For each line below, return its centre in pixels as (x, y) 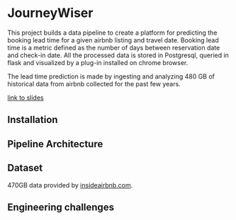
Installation (33, 120)
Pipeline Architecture (55, 144)
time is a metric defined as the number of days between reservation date (114, 47)
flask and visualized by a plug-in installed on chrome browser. (98, 62)
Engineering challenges (61, 207)
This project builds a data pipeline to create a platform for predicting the (112, 33)
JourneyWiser (50, 13)
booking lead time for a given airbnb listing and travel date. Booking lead (113, 40)
